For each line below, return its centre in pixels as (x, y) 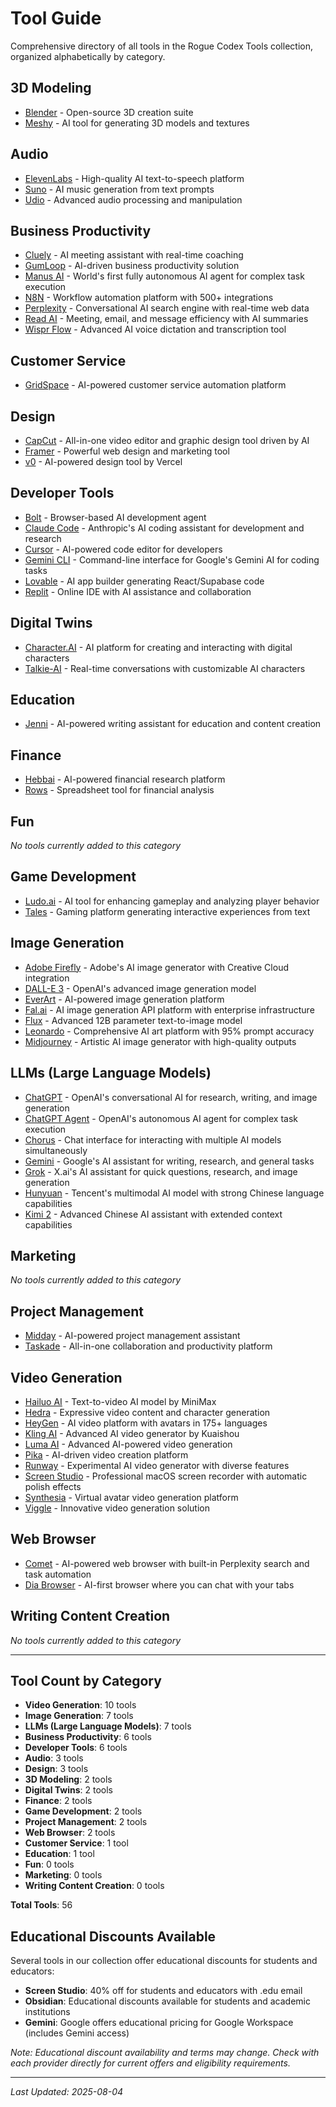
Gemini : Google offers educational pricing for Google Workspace (159, 2023)
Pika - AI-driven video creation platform (106, 1454)
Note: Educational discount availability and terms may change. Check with (165, 2053)
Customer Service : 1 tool (76, 1843)
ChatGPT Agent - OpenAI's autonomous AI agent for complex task (161, 1118)
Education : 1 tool (59, 1854)
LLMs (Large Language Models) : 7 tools (108, 1726)
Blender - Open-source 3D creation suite (109, 112)
